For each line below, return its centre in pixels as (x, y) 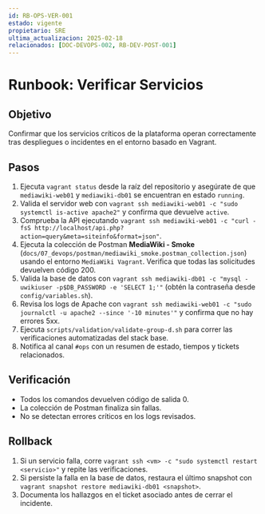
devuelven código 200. (58, 269)
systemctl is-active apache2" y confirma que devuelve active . (125, 212)
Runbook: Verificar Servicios (106, 85)
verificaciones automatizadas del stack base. (94, 337)
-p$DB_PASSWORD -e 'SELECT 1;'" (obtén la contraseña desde (155, 287)
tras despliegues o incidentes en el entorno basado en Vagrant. (113, 142)
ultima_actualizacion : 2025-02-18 (66, 38)
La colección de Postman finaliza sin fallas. (91, 408)
